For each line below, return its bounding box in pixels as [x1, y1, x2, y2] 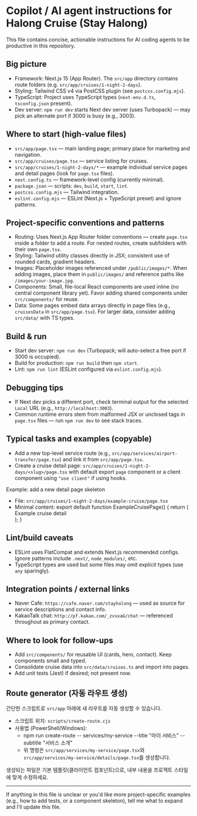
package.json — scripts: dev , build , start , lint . [14, 182, 129, 189]
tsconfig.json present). [14, 100, 73, 107]
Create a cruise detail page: [14, 462, 82, 469]
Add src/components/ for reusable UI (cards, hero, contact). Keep [14, 651, 172, 658]
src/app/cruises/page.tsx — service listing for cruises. [14, 157, 148, 164]
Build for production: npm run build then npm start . [14, 360, 139, 367]
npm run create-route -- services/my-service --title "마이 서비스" [23, 732, 179, 739]
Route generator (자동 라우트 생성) [6, 688, 128, 698]
